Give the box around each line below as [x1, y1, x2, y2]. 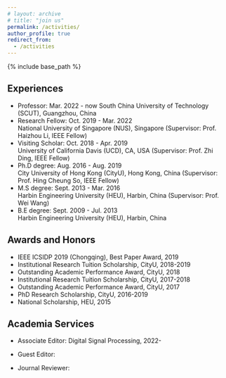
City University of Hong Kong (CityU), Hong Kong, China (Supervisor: [17, 168, 218, 177]
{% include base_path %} [7, 63, 81, 70]
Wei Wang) [17, 199, 50, 207]
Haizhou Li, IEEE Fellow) [17, 131, 88, 139]
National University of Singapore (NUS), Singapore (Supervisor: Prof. [17, 124, 217, 132]
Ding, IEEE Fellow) [17, 153, 70, 162]
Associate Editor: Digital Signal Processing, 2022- [17, 336, 162, 345]
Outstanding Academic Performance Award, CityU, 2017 [17, 282, 180, 291]
